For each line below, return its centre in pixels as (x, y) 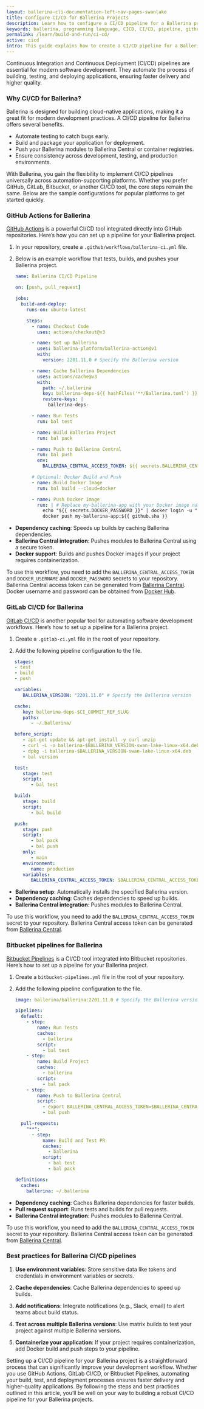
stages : (24, 662)
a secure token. (35, 548)
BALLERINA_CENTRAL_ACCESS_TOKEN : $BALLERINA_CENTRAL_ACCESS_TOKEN (116, 880)
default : (32, 1017)
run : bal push (55, 455)
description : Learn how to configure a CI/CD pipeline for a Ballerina (99, 23)
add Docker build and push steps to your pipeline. (77, 1349)
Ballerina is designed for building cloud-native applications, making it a (95, 112)
